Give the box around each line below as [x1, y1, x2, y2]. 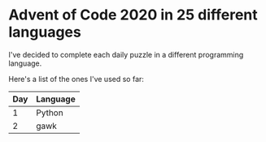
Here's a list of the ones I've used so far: [8, 74, 145, 84]
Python [36, 107, 63, 118]
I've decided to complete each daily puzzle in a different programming [8, 49, 244, 59]
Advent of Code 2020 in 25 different [8, 6, 258, 24]
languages [8, 23, 81, 41]
